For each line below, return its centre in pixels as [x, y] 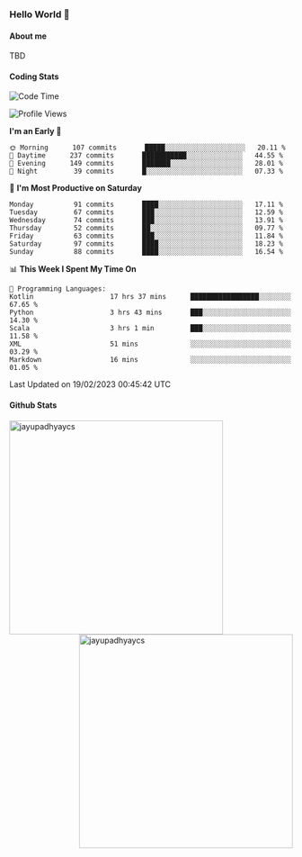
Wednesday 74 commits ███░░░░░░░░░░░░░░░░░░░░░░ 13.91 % [146, 221]
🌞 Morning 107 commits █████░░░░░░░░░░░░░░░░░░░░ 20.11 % [147, 148]
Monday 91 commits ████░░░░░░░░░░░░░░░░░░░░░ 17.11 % [146, 205]
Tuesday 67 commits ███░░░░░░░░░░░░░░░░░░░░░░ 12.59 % [146, 212]
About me [28, 36]
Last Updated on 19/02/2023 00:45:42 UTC [90, 384]
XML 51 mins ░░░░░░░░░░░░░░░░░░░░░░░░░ [151, 344]
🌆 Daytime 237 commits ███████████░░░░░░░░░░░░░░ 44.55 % [146, 156]
